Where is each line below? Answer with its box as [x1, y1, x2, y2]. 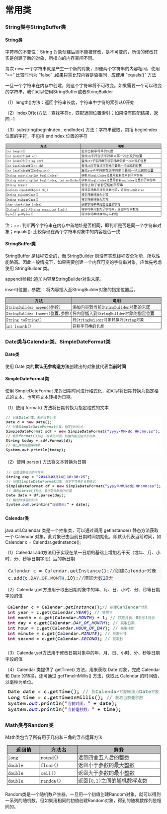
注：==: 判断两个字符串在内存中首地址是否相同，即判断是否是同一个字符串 [5, 222, 158, 228]
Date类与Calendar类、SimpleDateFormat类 [5, 338, 111, 345]
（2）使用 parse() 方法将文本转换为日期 [5, 459, 86, 465]
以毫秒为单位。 [5, 679, 36, 685]
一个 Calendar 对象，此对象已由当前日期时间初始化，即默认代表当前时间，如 [5, 533, 162, 539]
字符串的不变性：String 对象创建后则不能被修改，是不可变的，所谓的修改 [5, 49, 154, 55]
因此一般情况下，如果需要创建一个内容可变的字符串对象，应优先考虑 [22, 259, 162, 265]
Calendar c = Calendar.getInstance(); [5, 539, 81, 545]
